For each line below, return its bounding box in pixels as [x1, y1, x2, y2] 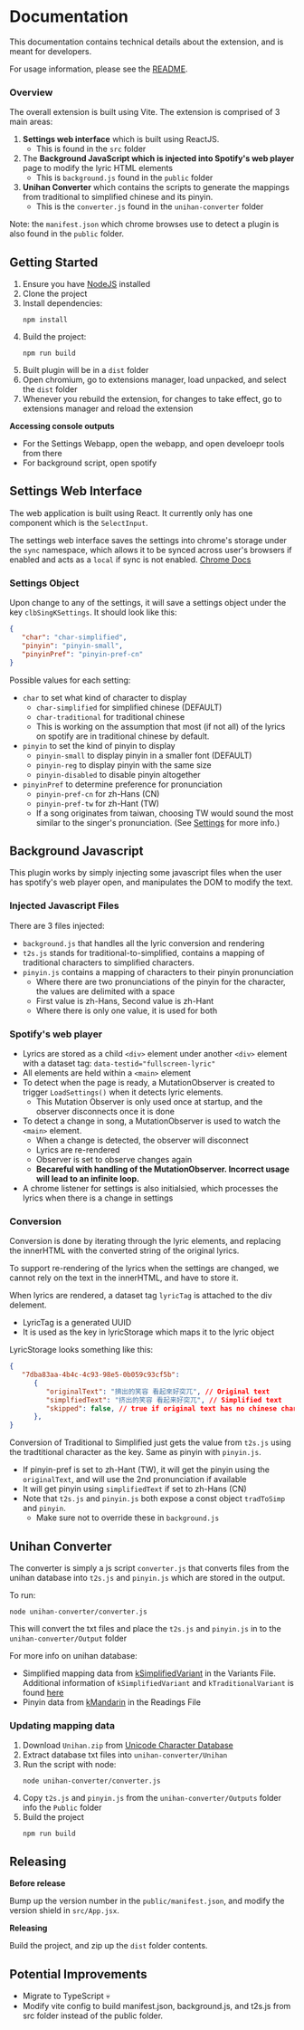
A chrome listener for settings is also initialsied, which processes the [22, 1183, 279, 1193]
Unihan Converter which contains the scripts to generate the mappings [22, 182, 290, 193]
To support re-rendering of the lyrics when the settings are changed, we [9, 1263, 280, 1274]
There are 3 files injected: [9, 920, 106, 931]
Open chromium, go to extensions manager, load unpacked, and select [22, 374, 287, 386]
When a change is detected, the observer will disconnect [35, 1135, 249, 1145]
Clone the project [22, 288, 88, 300]
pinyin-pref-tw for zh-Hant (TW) [35, 798, 160, 809]
